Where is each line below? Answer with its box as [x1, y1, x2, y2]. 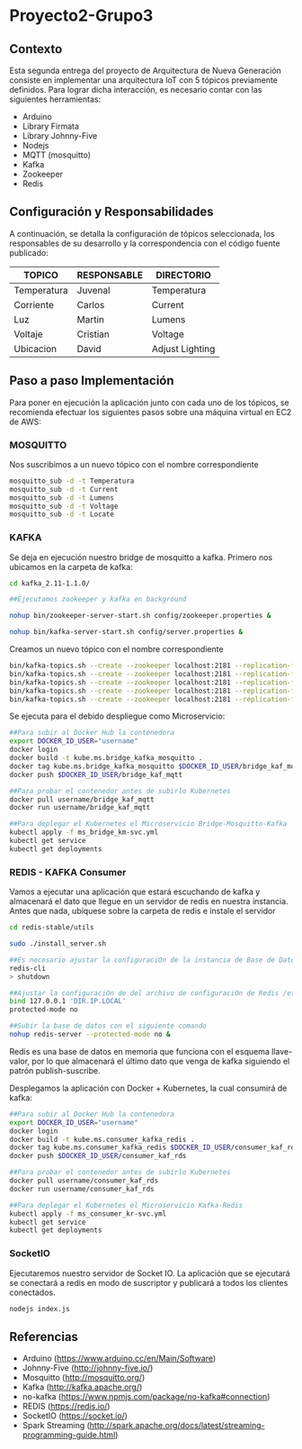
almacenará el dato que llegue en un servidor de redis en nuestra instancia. [9, 896, 289, 907]
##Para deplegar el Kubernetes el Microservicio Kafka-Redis [9, 1200, 244, 1209]
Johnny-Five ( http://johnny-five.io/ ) [22, 1363, 154, 1373]
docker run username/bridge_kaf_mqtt [9, 803, 151, 812]
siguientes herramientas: [9, 94, 102, 104]
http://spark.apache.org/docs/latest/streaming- [89, 1420, 265, 1431]
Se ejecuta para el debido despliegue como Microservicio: [9, 711, 226, 721]
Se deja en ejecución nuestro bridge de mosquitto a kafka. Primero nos [9, 551, 272, 563]
